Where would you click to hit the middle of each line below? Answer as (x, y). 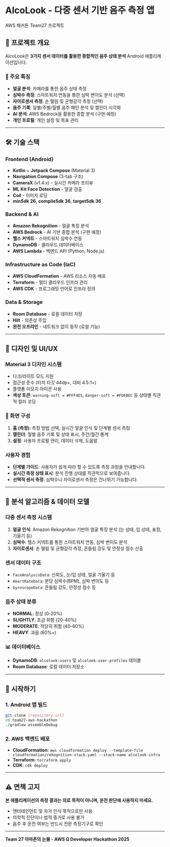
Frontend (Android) (30, 159)
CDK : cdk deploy (30, 765)
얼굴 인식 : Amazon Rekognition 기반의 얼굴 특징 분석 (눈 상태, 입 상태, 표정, (87, 529)
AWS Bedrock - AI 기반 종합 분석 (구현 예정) (57, 232)
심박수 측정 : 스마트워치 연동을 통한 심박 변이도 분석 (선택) (69, 95)
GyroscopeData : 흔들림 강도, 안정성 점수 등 (54, 587)
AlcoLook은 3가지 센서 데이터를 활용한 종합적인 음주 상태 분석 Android (75, 56)
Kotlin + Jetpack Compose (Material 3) (54, 170)
